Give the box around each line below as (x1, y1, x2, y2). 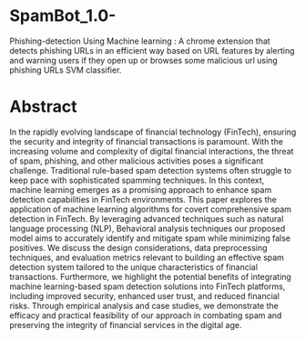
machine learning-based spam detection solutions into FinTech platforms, (9, 281, 286, 292)
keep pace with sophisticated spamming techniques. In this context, (9, 174, 265, 185)
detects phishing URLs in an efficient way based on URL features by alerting (9, 45, 295, 55)
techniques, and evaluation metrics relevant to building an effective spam (9, 252, 285, 263)
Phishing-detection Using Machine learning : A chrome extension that (9, 35, 270, 46)
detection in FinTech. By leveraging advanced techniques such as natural (9, 213, 284, 224)
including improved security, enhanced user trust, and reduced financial (9, 290, 280, 301)
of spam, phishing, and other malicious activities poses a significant (9, 155, 264, 166)
